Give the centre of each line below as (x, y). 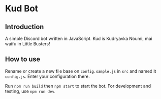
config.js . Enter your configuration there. (48, 76)
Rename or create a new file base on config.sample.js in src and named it (81, 71)
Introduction (25, 27)
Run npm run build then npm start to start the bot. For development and (78, 86)
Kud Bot (22, 9)
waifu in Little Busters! (28, 44)
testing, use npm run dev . (30, 91)
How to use (23, 59)
